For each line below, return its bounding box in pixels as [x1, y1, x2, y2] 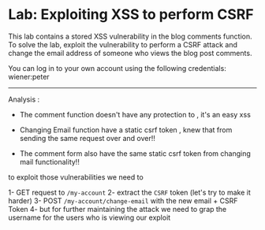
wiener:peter [8, 72, 50, 81]
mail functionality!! [19, 157, 80, 166]
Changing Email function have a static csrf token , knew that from [19, 124, 233, 135]
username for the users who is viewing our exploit [8, 213, 171, 222]
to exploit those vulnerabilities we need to [8, 172, 144, 182]
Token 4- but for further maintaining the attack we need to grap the [8, 204, 227, 213]
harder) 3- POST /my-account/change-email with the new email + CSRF [8, 195, 238, 206]
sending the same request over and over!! [19, 133, 155, 143]
